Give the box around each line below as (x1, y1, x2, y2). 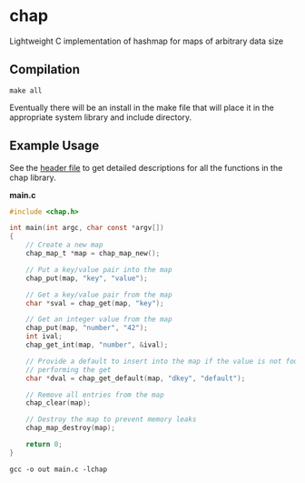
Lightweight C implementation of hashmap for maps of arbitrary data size (9, 35, 284, 46)
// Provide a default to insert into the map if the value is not (25, 357, 282, 366)
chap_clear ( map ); (25, 398, 92, 408)
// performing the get (25, 365, 112, 374)
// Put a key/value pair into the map (25, 265, 172, 274)
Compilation (9, 62, 80, 77)
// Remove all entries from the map (25, 390, 165, 399)
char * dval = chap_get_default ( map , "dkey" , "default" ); (25, 374, 246, 383)
